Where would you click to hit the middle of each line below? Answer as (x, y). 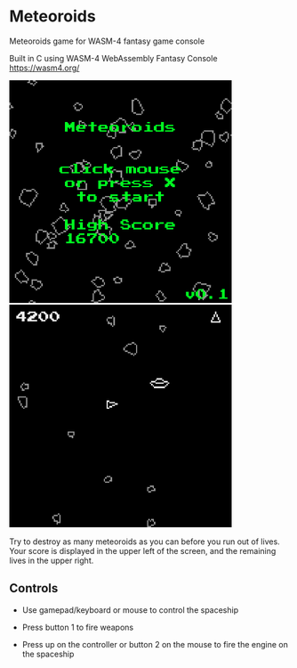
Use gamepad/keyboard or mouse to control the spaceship (130, 610)
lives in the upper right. (52, 560)
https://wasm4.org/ (44, 68)
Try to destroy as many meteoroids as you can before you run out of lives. (144, 542)
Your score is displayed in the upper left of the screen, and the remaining (143, 550)
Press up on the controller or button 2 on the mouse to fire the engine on (155, 644)
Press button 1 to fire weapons (78, 627)
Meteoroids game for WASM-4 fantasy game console (107, 41)
